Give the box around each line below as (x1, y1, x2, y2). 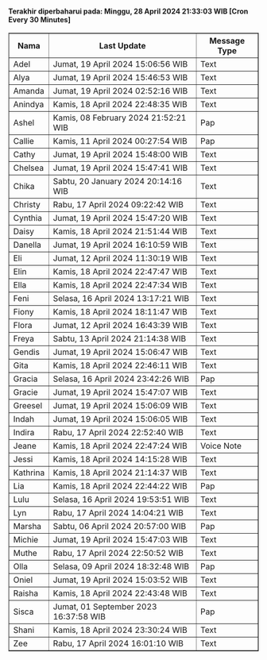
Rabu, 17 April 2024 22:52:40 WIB (52, 427, 184, 438)
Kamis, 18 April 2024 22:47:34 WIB (52, 280, 188, 291)
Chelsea (13, 163, 44, 174)
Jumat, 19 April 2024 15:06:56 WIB (52, 59, 188, 70)
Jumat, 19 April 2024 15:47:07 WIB (52, 387, 188, 398)
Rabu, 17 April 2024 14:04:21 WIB (52, 508, 184, 519)
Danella (13, 239, 42, 250)
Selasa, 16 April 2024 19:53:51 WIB (52, 494, 189, 505)
